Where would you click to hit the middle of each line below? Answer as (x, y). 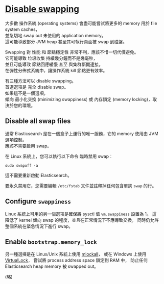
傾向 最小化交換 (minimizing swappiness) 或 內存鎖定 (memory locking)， (79, 99)
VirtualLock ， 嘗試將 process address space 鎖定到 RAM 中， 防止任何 (76, 260)
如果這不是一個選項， (26, 93)
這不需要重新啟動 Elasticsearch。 (38, 175)
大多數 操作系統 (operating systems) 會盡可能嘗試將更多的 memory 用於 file (81, 23)
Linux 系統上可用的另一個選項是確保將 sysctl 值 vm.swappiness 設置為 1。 (78, 214)
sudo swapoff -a (22, 165)
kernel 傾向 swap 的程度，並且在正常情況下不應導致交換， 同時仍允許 (89, 220)
